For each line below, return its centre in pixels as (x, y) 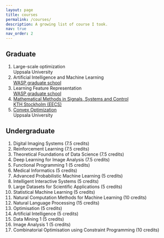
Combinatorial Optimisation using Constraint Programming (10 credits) (86, 230)
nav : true (16, 29)
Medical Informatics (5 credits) (45, 170)
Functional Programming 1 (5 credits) (51, 165)
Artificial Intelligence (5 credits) (46, 214)
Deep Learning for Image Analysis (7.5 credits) (61, 159)
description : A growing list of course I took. (57, 24)
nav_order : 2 (19, 34)
